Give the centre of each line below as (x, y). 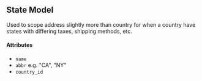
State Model (30, 10)
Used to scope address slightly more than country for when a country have (101, 24)
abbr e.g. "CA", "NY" (41, 65)
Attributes (20, 45)
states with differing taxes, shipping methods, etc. (69, 31)
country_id (29, 72)
